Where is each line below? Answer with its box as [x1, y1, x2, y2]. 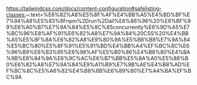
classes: [6, 11, 26, 18]
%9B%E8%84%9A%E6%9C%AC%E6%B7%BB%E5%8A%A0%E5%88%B [6, 55, 189, 62]
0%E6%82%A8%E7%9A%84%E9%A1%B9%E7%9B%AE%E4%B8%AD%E [6, 61, 190, 68]
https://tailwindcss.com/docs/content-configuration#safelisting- [6, 5, 162, 12]
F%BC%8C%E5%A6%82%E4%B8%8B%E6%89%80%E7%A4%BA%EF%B [6, 67, 192, 74]
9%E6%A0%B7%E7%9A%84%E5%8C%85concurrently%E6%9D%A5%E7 [6, 23, 190, 30]
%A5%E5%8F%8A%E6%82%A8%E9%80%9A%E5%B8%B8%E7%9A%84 [6, 36, 191, 43]
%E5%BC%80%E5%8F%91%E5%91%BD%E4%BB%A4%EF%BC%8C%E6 [6, 42, 190, 49]
